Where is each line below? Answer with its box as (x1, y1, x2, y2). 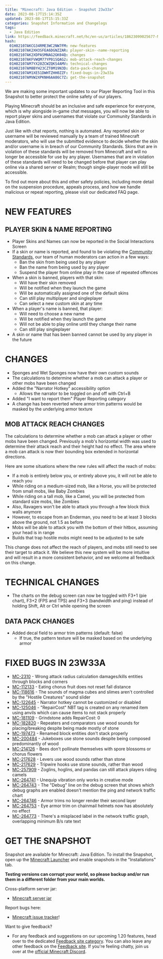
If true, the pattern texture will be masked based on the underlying (19, 635, 152, 641)
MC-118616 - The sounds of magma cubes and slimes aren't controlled (12, 689, 154, 695)
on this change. (5, 559, 36, 565)
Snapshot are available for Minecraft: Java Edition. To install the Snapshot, (5, 851, 154, 857)
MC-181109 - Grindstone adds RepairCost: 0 (12, 715, 100, 721)
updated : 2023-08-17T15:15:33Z (5, 16, 68, 21)
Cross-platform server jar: (5, 886, 57, 892)
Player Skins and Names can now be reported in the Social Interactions (12, 238, 154, 244)
